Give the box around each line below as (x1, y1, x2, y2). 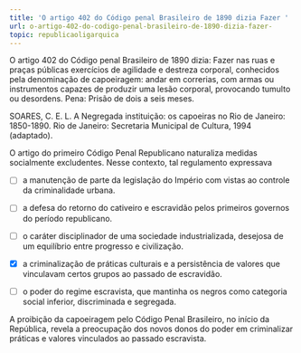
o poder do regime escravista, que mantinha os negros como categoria (22, 286, 287, 297)
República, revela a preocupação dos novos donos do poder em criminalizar (9, 323, 294, 334)
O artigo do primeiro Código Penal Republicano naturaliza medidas (9, 148, 258, 158)
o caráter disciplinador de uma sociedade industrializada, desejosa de (22, 230, 284, 241)
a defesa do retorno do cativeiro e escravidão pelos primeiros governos (22, 203, 290, 214)
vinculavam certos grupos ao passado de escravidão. (22, 268, 223, 279)
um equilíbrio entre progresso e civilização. (22, 241, 183, 252)
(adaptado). (9, 130, 53, 141)
